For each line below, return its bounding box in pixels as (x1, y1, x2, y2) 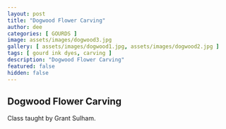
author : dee (7, 23, 42, 30)
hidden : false (7, 69, 49, 76)
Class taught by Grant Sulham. (7, 114, 96, 123)
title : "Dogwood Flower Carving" (7, 17, 106, 24)
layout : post (7, 10, 46, 18)
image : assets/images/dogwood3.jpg (7, 37, 112, 44)
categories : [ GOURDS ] (7, 30, 78, 37)
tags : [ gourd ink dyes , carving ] (7, 50, 112, 57)
